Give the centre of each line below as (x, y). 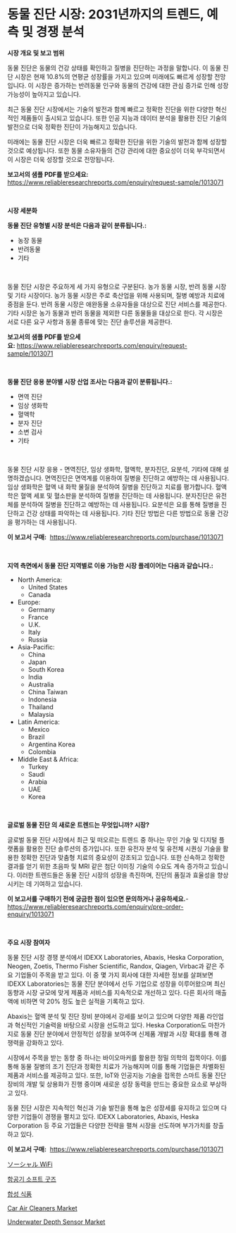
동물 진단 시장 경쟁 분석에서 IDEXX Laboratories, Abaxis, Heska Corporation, (116, 957)
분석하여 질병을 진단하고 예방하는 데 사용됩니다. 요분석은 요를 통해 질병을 (120, 504)
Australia (41, 684)
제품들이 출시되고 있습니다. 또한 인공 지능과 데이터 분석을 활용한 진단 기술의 (124, 118)
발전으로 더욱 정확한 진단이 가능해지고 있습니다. (72, 127)
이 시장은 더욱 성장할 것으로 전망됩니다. (61, 159)
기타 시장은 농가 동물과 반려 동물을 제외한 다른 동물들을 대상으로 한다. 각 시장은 (115, 313)
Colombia (42, 751)
